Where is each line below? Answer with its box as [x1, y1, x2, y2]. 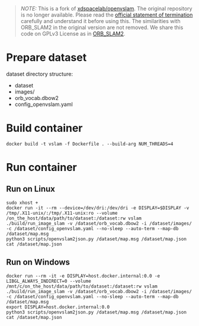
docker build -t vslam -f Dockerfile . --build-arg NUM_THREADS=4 [6, 141, 174, 147]
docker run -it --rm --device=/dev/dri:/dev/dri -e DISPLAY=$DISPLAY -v [6, 205, 190, 211]
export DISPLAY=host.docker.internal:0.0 [6, 304, 110, 310]
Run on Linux [6, 184, 55, 194]
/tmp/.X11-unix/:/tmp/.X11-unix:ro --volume [6, 210, 118, 216]
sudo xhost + [6, 199, 38, 206]
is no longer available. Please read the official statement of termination [20, 11, 193, 18]
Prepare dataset [6, 51, 87, 64]
